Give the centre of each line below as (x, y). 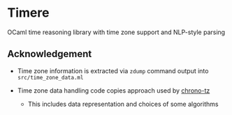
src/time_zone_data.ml (50, 77)
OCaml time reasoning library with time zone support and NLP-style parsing (116, 32)
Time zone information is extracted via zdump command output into (113, 70)
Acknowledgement (50, 54)
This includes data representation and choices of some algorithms (123, 104)
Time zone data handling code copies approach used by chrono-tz (114, 90)
